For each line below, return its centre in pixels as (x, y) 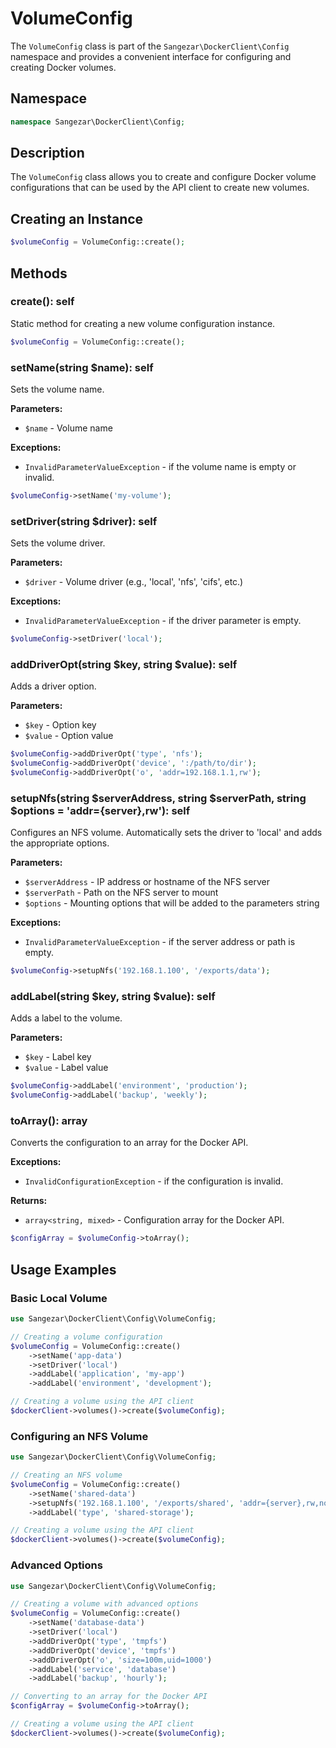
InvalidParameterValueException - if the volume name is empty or (160, 466)
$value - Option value (69, 736)
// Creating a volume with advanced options (104, 1604)
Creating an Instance (77, 218)
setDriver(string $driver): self (84, 521)
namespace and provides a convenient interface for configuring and (151, 56)
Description (47, 153)
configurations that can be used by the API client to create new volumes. (160, 188)
